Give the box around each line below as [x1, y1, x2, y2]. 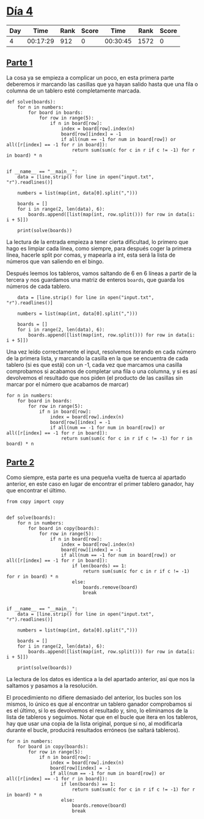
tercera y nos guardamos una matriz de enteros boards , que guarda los [6, 276, 185, 283]
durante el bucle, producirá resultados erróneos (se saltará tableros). [6, 726, 180, 733]
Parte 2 [6, 458, 35, 468]
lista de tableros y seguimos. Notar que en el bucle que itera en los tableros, [6, 713, 199, 720]
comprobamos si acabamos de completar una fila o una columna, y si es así [6, 368, 197, 375]
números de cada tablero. [6, 282, 71, 290]
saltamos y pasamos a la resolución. [6, 682, 98, 689]
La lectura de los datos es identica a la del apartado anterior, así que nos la [6, 675, 195, 682]
